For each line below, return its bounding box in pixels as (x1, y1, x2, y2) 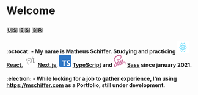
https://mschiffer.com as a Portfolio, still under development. (6, 82, 166, 89)
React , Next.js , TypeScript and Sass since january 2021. (6, 61, 193, 68)
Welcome (6, 4, 56, 18)
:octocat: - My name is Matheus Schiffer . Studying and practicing (6, 47, 176, 55)
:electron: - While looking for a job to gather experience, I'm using (6, 75, 177, 83)
